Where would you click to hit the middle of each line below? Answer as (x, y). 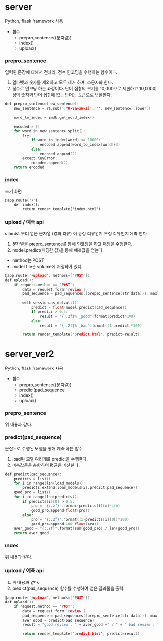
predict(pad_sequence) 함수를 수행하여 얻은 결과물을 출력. (68, 588)
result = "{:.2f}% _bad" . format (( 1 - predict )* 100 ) (91, 326)
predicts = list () (32, 479)
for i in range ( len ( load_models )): (50, 483)
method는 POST (28, 260)
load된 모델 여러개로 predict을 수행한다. (50, 459)
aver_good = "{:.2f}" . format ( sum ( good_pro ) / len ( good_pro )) (77, 529)
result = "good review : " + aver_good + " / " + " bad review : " (91, 625)
